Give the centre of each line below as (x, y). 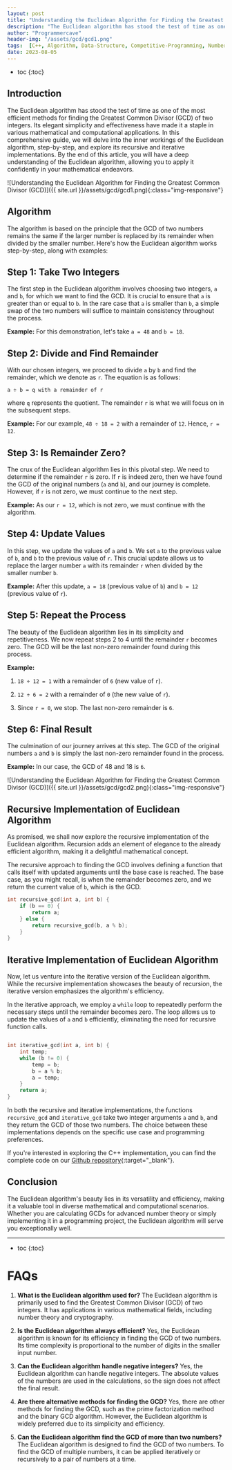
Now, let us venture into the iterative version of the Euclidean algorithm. (109, 977)
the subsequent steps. (39, 410)
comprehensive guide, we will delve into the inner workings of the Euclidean (116, 140)
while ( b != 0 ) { (45, 1058)
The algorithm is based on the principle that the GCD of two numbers (105, 228)
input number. (37, 1352)
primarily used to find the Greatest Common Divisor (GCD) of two (110, 1303)
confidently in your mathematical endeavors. (71, 169)
